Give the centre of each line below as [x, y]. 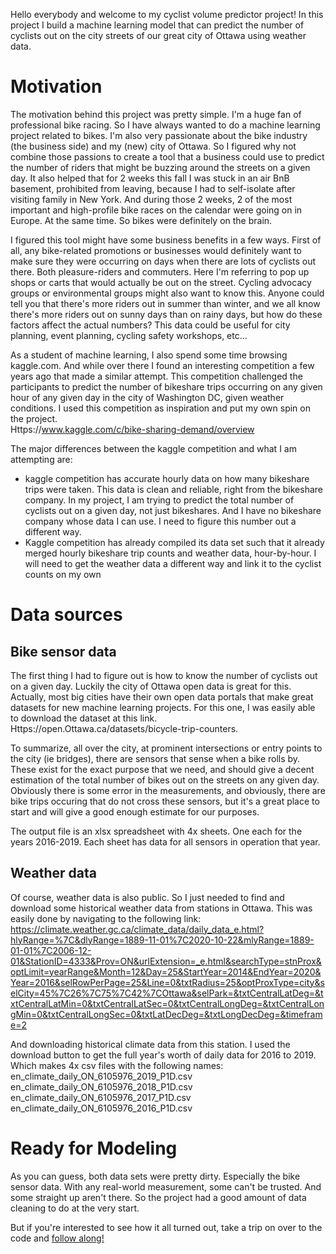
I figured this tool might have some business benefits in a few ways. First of [166, 240]
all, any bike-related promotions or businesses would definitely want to [156, 250]
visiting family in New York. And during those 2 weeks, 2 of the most [151, 199]
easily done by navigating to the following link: [106, 918]
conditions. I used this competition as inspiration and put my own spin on [160, 408]
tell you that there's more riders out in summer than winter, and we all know [165, 303]
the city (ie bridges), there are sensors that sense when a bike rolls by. [155, 758]
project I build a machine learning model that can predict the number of [157, 25]
